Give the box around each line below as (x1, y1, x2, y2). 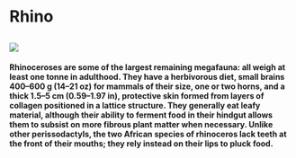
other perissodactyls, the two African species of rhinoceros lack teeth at (9, 128, 287, 140)
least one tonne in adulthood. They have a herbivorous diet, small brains (9, 72, 285, 83)
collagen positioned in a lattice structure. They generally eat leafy (9, 101, 261, 111)
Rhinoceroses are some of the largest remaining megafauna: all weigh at (9, 62, 286, 73)
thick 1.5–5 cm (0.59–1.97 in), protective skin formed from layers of (9, 91, 265, 101)
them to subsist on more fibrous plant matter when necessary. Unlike (9, 119, 274, 130)
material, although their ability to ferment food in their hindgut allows (9, 110, 273, 120)
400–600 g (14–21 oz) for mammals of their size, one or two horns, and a (9, 81, 285, 92)
